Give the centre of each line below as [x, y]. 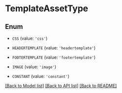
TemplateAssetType [47, 9]
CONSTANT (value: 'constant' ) [41, 76]
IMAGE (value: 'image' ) [34, 67]
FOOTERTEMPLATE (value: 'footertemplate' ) [54, 57]
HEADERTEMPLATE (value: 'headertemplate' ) [54, 48]
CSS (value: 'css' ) [30, 38]
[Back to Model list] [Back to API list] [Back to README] [61, 86]
